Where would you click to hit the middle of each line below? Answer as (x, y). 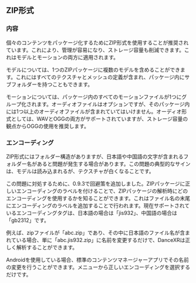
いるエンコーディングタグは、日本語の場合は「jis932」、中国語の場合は (92, 213)
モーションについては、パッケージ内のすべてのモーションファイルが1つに (94, 97)
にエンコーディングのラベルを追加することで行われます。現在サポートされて (98, 205)
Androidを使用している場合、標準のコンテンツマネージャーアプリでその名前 (97, 260)
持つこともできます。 (67, 84)
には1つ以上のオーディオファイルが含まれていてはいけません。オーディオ (94, 111)
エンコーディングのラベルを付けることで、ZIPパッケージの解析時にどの (102, 191)
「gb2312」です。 (28, 220)
